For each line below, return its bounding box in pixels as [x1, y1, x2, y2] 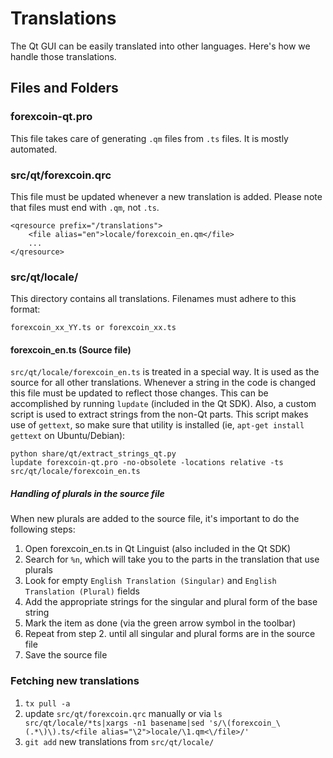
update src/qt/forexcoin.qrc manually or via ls [24, 707, 223, 719]
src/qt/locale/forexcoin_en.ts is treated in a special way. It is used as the [10, 366, 320, 378]
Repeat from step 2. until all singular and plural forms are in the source [24, 628, 316, 640]
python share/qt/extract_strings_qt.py [10, 449, 177, 459]
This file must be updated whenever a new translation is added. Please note [10, 190, 323, 202]
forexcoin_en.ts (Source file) [10, 343, 132, 356]
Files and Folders [10, 80, 119, 97]
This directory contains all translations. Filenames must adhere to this [10, 293, 297, 305]
